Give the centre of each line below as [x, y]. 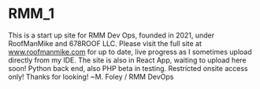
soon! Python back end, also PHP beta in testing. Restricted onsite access [128, 68]
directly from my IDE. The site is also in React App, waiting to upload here [127, 60]
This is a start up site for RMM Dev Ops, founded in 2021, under [111, 35]
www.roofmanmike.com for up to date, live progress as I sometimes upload [130, 52]
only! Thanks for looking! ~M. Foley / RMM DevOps [91, 77]
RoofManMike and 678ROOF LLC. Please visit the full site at [105, 43]
